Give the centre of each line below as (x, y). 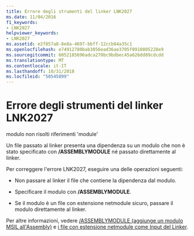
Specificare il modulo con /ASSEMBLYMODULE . (73, 192)
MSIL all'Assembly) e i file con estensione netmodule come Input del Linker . (97, 227)
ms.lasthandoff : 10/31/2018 (40, 71)
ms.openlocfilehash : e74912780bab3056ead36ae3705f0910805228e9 (85, 50)
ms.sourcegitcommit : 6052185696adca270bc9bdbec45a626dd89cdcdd (85, 55)
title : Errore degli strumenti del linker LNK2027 (69, 11)
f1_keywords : (22, 22)
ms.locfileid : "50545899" (38, 77)
